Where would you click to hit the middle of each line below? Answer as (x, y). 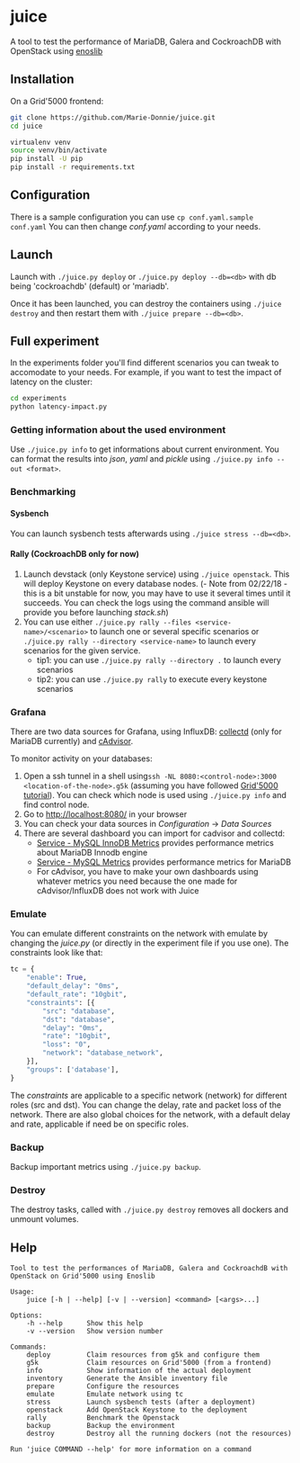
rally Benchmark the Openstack (103, 1418)
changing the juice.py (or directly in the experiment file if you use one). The (150, 943)
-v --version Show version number (95, 1332)
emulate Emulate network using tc (105, 1395)
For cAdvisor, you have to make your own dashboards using (147, 872)
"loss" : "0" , (67, 1045)
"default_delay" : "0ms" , (73, 986)
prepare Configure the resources (103, 1387)
